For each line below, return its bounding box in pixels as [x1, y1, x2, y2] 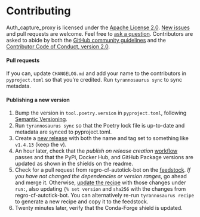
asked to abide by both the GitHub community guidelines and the [6, 36, 166, 44]
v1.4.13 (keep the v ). [14, 141, 67, 148]
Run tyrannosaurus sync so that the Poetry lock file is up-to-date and [14, 122, 185, 129]
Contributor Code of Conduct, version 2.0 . [6, 43, 110, 50]
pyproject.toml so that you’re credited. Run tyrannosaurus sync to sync [6, 76, 183, 83]
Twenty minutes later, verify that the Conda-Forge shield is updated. [14, 204, 183, 212]
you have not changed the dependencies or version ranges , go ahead [14, 173, 187, 180]
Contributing [6, 4, 71, 18]
